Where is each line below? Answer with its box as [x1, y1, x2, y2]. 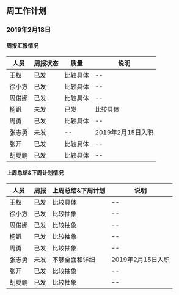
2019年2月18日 [6, 26, 51, 34]
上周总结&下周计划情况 [6, 169, 64, 177]
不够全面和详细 [52, 255, 96, 264]
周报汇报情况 [6, 42, 38, 49]
